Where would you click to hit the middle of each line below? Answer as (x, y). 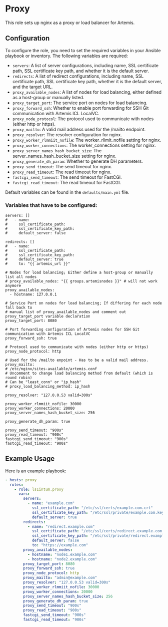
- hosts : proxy (21, 480)
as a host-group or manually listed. (48, 97)
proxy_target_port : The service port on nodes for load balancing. (80, 103)
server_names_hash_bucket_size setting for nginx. (64, 156)
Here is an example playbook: (36, 471)
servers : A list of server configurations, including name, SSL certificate (85, 65)
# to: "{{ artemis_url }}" (38, 264)
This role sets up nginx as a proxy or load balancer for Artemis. (70, 23)
